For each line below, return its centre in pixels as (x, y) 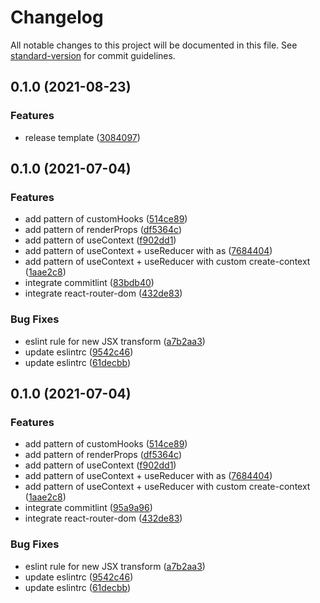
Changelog (57, 17)
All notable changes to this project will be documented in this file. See (154, 45)
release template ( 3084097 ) (82, 137)
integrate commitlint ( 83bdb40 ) (89, 283)
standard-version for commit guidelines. (93, 55)
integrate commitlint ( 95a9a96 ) (88, 508)
